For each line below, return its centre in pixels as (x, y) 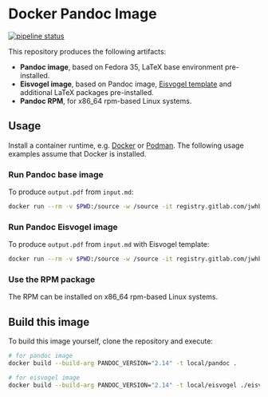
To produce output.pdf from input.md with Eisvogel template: (109, 244)
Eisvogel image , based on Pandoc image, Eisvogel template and (126, 84)
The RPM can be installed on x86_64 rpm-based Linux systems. (113, 297)
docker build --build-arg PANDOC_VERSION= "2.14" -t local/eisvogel (123, 385)
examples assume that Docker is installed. (77, 153)
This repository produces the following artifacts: (87, 51)
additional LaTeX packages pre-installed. (87, 92)
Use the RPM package (52, 280)
